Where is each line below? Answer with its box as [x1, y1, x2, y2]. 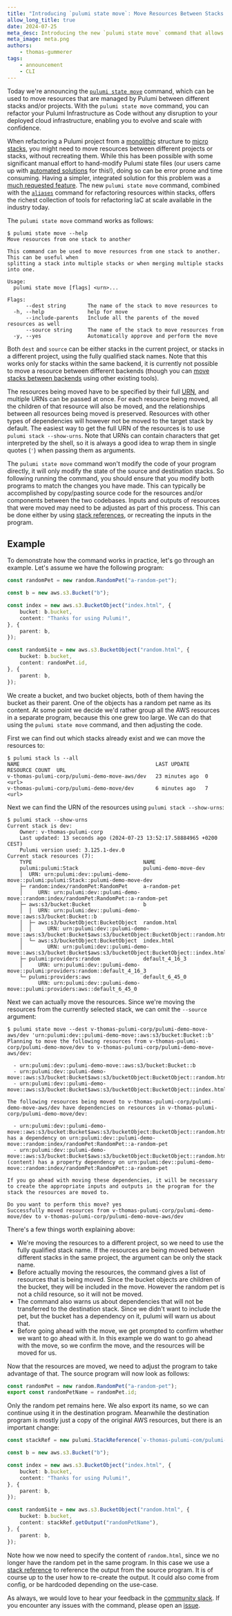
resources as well [7, 320, 60, 327]
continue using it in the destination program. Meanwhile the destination [7, 1409, 209, 1417]
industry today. [7, 203, 50, 211]
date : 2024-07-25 [7, 23, 57, 30]
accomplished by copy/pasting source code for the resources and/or [7, 488, 203, 497]
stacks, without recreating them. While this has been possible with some [7, 151, 213, 160]
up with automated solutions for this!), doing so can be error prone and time [7, 166, 223, 175]
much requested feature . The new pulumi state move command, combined [7, 181, 220, 189]
